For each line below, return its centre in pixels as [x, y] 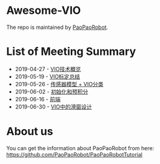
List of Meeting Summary [71, 52]
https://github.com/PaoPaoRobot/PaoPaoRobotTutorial [74, 154]
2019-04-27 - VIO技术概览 [48, 69]
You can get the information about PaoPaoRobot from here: [80, 148]
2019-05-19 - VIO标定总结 [48, 77]
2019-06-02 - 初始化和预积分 [52, 92]
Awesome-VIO [44, 11]
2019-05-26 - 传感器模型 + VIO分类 [59, 84]
